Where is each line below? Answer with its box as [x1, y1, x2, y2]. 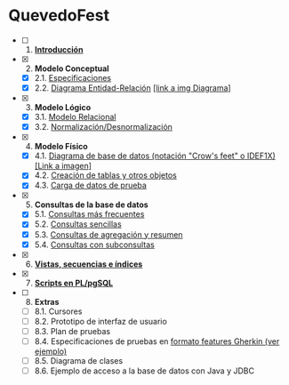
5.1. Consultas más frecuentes [34, 209, 145, 220]
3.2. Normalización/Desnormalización [34, 122, 173, 132]
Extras [34, 296, 60, 307]
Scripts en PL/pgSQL [34, 277, 113, 288]
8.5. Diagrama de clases [34, 355, 124, 365]
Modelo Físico [34, 141, 88, 152]
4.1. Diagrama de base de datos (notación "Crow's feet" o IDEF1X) [34, 150, 277, 161]
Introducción [34, 44, 84, 54]
